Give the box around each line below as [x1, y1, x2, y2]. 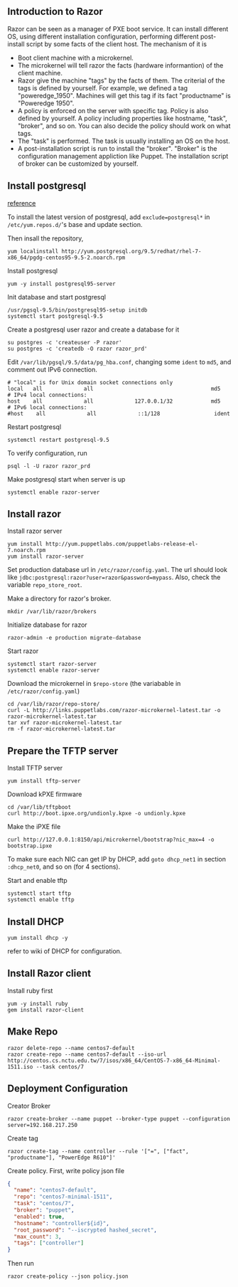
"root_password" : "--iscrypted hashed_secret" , [13, 1227, 158, 1234]
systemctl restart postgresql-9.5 [7, 436, 110, 443]
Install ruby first [7, 986, 53, 995]
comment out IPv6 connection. [7, 365, 98, 374]
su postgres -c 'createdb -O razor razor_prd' [7, 345, 148, 352]
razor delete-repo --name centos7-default [7, 1044, 135, 1052]
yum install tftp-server [7, 778, 81, 785]
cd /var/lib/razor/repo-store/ [7, 701, 100, 708]
